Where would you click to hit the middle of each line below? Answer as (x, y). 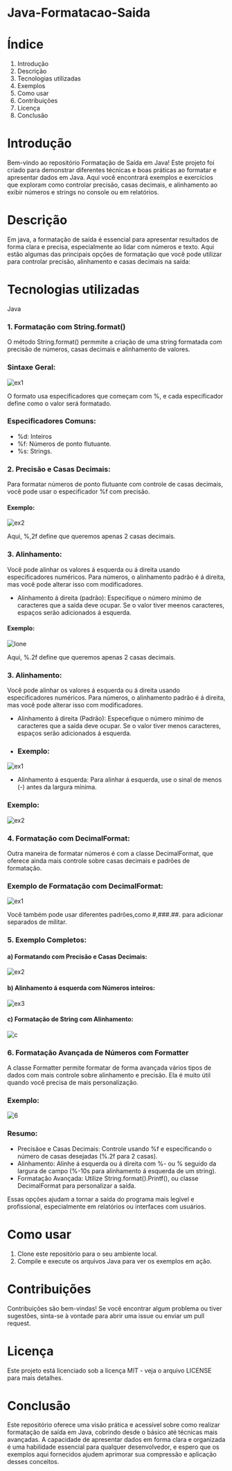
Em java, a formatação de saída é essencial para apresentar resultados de (113, 239)
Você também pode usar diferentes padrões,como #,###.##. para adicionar (115, 915)
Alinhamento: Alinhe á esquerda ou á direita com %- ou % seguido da (117, 1163)
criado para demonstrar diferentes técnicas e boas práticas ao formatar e (112, 170)
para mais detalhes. (35, 1378)
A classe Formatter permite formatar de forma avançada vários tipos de (109, 1068)
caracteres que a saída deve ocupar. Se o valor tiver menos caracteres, (119, 726)
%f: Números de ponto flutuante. (64, 444)
